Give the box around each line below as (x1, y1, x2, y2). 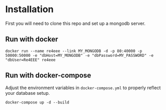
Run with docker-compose (5, 71, 92, 80)
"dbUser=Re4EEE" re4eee (5, 57, 56, 62)
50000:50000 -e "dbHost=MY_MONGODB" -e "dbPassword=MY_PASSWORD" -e (5, 53, 154, 58)
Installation (5, 4, 54, 15)
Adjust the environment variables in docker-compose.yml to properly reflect (5, 85, 161, 91)
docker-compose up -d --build (5, 100, 70, 105)
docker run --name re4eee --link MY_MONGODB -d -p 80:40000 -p (5, 48, 143, 54)
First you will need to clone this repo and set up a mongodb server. (5, 20, 146, 26)
